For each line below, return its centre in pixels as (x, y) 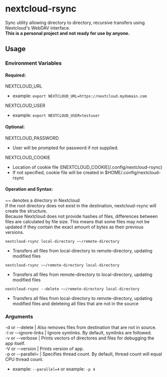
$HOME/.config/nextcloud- (133, 172)
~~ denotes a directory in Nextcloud (42, 200)
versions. (14, 232)
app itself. (15, 343)
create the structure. (26, 211)
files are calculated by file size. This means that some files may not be (77, 221)
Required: (15, 75)
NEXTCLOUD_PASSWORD (32, 138)
